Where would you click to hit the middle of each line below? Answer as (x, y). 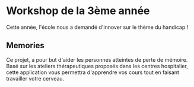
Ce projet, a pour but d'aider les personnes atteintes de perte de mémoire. (97, 59)
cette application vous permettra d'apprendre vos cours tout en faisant (93, 72)
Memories (25, 46)
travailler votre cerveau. (35, 78)
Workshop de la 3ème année (78, 11)
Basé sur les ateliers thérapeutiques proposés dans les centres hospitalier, (97, 66)
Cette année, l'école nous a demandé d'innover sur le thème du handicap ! (97, 27)
